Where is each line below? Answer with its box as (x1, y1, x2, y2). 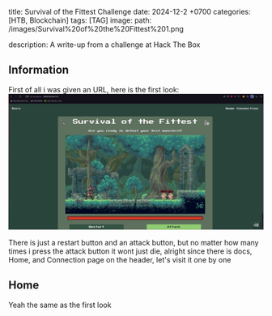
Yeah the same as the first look (8, 300, 112, 310)
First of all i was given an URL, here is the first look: (8, 84, 180, 94)
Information (8, 63, 70, 77)
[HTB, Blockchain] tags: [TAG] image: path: (8, 15, 152, 25)
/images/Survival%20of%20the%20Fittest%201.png (8, 24, 185, 33)
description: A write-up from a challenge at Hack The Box (8, 40, 201, 49)
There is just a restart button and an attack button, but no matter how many (8, 238, 259, 248)
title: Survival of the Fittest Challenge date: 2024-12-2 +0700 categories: (8, 7, 251, 16)
